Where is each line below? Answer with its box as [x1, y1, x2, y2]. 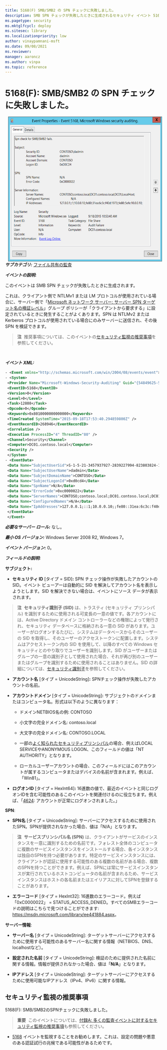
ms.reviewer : [5, 49, 32, 54]
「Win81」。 [19, 775, 43, 781]
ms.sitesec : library [5, 28, 47, 34]
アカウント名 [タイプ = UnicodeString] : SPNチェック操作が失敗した [12, 676, 148, 682]
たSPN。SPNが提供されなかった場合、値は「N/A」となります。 [12, 823, 140, 829]
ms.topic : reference [5, 64, 47, 69]
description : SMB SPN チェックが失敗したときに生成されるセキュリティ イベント [5, 13, 151, 18]
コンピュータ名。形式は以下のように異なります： [21, 699, 120, 705]
